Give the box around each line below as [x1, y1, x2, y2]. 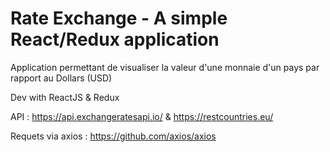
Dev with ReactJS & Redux [10, 91, 120, 103]
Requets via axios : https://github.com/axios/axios [10, 130, 217, 142]
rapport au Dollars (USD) [10, 72, 113, 84]
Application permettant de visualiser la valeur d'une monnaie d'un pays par [10, 61, 320, 73]
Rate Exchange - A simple [10, 7, 228, 30]
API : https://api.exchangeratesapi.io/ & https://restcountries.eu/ [10, 110, 274, 122]
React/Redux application [10, 28, 220, 51]
